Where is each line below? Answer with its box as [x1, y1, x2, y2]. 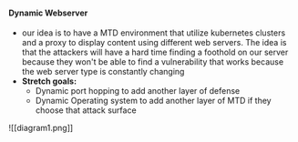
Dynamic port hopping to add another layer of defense [35, 86, 241, 96]
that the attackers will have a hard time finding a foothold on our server [21, 46, 289, 58]
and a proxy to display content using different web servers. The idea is [21, 37, 287, 48]
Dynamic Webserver [8, 7, 88, 18]
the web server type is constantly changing [21, 66, 185, 77]
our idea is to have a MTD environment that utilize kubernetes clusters [21, 27, 286, 38]
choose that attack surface [35, 105, 138, 116]
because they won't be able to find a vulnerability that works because [21, 56, 284, 67]
